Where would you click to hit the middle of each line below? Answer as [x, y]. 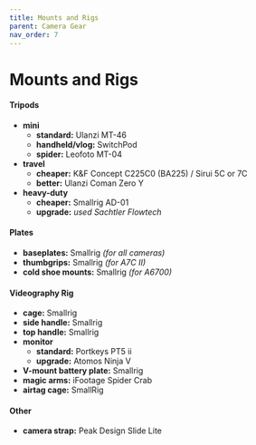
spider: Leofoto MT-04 [79, 154]
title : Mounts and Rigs [54, 18]
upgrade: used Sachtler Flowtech [99, 212]
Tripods [24, 105]
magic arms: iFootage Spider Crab [87, 381]
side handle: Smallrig [62, 323]
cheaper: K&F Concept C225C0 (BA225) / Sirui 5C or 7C [142, 173]
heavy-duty [45, 192]
